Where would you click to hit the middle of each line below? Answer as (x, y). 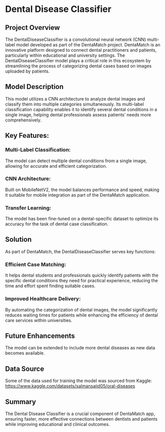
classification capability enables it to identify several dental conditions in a (81, 109)
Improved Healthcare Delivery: (43, 299)
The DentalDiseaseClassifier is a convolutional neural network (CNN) (76, 39)
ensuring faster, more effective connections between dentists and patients (81, 419)
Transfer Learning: (28, 208)
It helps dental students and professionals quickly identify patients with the (82, 275)
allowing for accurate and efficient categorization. (56, 166)
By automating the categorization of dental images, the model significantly (81, 310)
